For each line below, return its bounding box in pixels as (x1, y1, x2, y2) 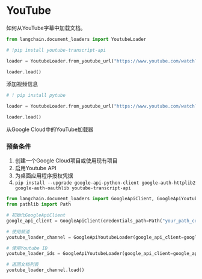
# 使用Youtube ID (6, 245, 48, 251)
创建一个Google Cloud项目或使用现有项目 (14, 157, 118, 164)
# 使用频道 (6, 228, 30, 235)
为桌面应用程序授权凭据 (14, 172, 73, 179)
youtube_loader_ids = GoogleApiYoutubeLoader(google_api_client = (6, 251, 173, 257)
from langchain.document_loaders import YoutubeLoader (6, 36, 147, 42)
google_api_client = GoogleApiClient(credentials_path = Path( (6, 218, 163, 224)
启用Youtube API (14, 165, 57, 172)
